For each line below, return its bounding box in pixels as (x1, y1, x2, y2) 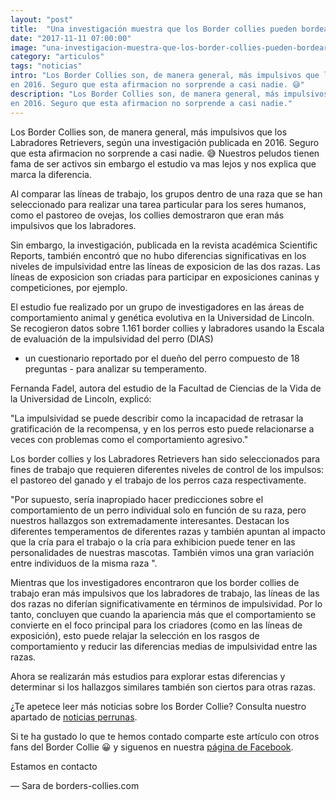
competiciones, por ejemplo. (10, 281, 128, 293)
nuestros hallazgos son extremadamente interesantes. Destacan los (10, 514, 290, 526)
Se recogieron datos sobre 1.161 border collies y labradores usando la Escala (10, 322, 325, 334)
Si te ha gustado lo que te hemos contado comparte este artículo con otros (10, 730, 320, 742)
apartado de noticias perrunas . (10, 711, 138, 723)
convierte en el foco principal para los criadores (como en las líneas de (10, 619, 303, 631)
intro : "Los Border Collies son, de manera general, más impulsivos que (10, 71, 320, 81)
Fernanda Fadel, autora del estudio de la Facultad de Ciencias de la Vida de (10, 382, 322, 394)
